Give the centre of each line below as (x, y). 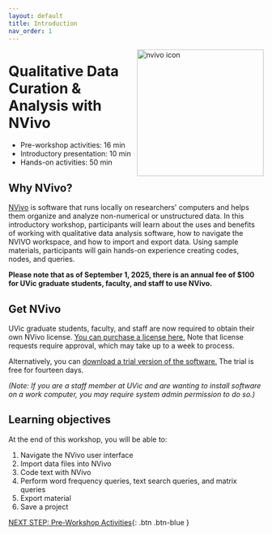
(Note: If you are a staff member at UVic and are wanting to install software (135, 385)
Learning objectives (60, 419)
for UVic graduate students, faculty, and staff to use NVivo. (110, 284)
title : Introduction (43, 24)
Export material (45, 498)
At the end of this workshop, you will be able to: (88, 439)
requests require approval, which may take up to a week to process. (121, 345)
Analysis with (55, 105)
